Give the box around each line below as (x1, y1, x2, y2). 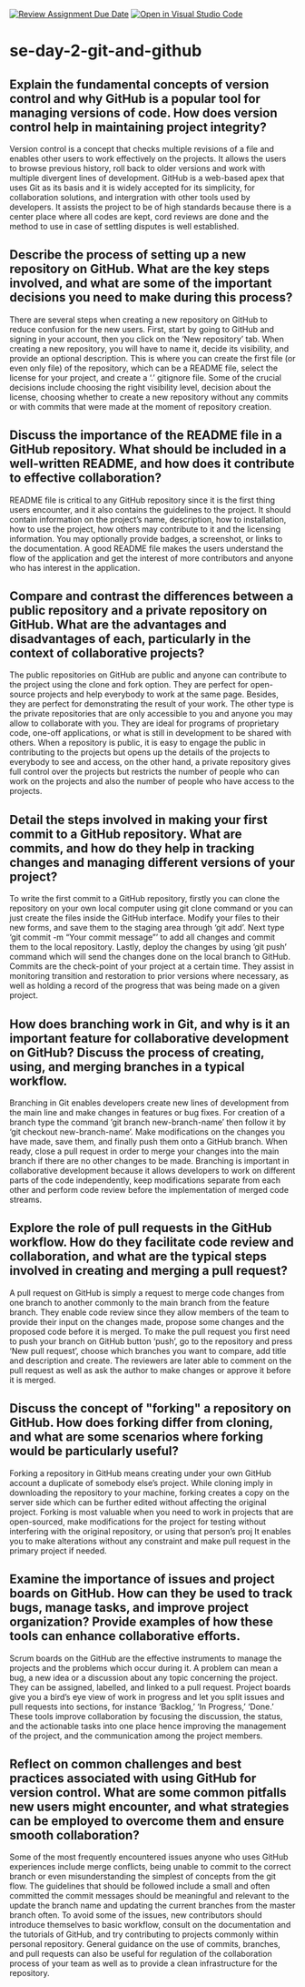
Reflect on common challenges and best (9, 1756, 242, 1771)
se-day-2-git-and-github (9, 41, 202, 61)
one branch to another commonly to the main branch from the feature (9, 1297, 270, 1308)
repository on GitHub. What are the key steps (9, 261, 271, 277)
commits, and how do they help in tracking (9, 841, 255, 856)
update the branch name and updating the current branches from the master (9, 1900, 296, 1911)
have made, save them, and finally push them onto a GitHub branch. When (9, 1136, 288, 1147)
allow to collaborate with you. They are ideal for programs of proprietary (9, 718, 280, 729)
